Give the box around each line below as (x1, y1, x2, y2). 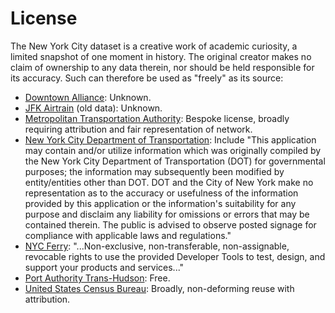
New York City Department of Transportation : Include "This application (24, 133, 317, 146)
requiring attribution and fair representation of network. (24, 123, 253, 135)
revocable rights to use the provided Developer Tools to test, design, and (24, 250, 326, 262)
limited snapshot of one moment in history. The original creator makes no (10, 50, 312, 62)
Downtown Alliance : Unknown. (24, 91, 152, 103)
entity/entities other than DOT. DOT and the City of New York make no (24, 176, 314, 188)
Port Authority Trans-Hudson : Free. (24, 272, 171, 284)
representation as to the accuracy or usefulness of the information (24, 187, 299, 199)
